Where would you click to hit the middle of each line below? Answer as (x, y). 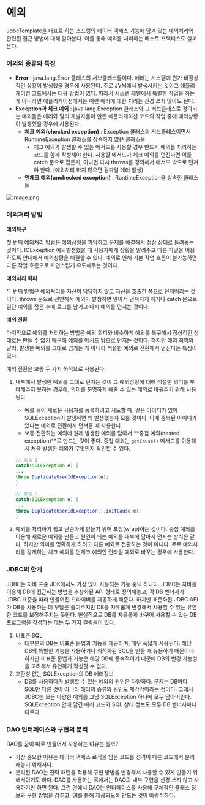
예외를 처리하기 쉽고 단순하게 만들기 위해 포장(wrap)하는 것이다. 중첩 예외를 (105, 529)
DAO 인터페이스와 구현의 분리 (47, 729)
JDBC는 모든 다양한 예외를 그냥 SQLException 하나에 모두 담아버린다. (108, 696)
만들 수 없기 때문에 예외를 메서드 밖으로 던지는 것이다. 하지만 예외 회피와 (108, 340)
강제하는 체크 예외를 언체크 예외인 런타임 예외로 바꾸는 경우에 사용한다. (111, 552)
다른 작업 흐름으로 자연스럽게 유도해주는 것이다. (63, 265)
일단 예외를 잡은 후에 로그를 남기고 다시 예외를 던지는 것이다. (78, 307)
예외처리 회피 (22, 278)
